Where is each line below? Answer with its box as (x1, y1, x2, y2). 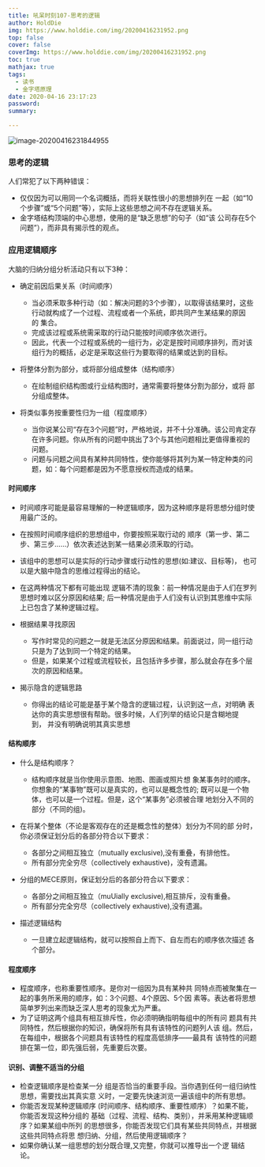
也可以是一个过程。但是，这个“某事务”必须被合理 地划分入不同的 (45, 794, 254, 804)
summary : (8, 108, 37, 116)
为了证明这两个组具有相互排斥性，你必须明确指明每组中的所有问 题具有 (19, 1014, 250, 1023)
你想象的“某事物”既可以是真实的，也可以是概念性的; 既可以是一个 (31, 785, 243, 794)
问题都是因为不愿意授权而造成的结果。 (73, 464, 198, 473)
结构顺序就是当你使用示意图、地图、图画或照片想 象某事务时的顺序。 (31, 775, 255, 784)
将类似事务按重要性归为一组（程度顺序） (19, 407, 151, 417)
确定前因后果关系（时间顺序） (19, 281, 117, 290)
